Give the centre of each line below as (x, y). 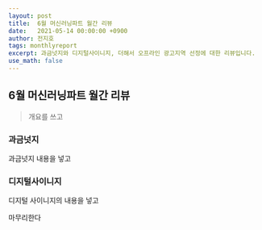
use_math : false (35, 61)
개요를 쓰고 (46, 116)
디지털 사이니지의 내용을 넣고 (54, 201)
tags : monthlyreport (43, 46)
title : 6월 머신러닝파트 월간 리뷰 (60, 23)
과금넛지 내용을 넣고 (40, 158)
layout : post (30, 16)
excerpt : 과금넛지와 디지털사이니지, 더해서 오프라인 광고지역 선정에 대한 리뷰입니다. (132, 53)
